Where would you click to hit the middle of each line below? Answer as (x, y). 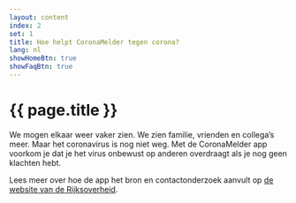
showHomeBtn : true (43, 58)
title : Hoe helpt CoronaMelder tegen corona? (94, 42)
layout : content (39, 17)
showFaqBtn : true (41, 67)
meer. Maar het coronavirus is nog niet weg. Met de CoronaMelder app (138, 144)
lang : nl (25, 50)
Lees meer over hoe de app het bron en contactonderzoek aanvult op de (141, 180)
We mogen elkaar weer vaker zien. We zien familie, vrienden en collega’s (142, 134)
